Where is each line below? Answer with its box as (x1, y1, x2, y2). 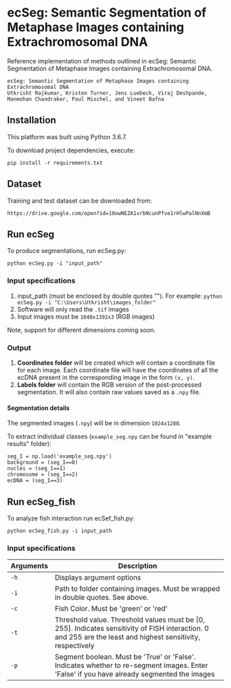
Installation (7, 114, 56, 126)
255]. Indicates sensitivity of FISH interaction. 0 (54, 624, 210, 634)
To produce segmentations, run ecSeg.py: (7, 247, 126, 255)
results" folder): (7, 440, 52, 448)
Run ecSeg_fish (7, 496, 76, 507)
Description (118, 561, 157, 571)
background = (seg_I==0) (7, 459, 78, 466)
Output (7, 343, 32, 352)
